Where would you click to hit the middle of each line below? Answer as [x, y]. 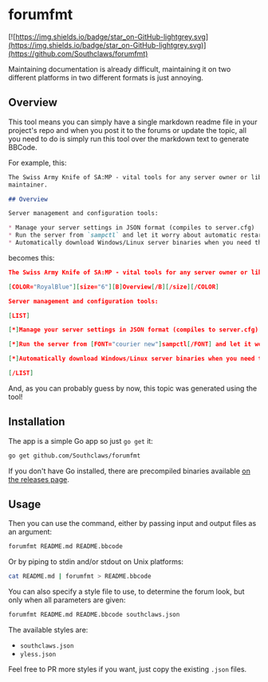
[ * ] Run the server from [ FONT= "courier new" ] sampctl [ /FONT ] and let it [130, 344]
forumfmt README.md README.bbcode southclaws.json [94, 615]
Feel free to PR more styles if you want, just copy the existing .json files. [128, 669]
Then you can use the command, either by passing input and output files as [132, 523]
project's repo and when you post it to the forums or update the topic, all [128, 130]
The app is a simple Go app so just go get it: [81, 441]
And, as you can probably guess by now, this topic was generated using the [133, 388]
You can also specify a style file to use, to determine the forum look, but [126, 592]
